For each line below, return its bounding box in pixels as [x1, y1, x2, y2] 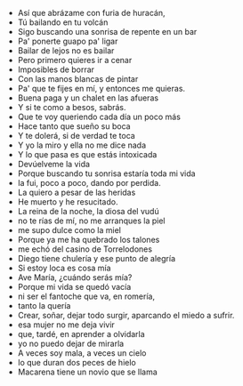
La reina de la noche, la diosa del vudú [17, 206, 159, 216]
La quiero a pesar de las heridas [17, 187, 136, 197]
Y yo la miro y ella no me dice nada [17, 140, 147, 150]
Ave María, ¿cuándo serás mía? [17, 272, 133, 283]
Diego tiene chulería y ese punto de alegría [17, 253, 176, 263]
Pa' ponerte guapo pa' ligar [17, 36, 118, 46]
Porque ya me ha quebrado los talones [17, 235, 160, 245]
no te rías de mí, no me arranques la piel [17, 215, 166, 226]
